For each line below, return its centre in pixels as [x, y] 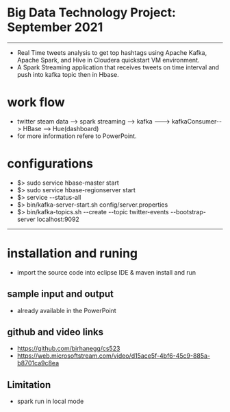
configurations [50, 164]
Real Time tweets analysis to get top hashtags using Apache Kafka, [112, 52]
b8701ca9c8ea [38, 363]
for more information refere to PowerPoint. [77, 136]
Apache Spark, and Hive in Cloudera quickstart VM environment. [108, 60]
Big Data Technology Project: [92, 13]
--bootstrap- [188, 211]
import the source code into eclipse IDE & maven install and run [106, 272]
